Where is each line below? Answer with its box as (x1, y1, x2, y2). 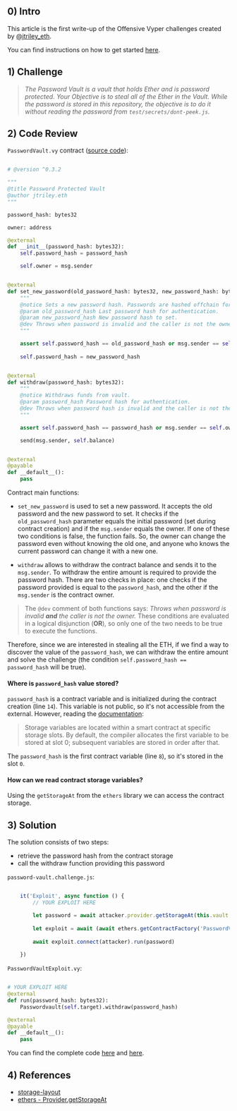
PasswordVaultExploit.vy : (7, 964, 83, 973)
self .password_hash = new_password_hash (20, 353, 140, 360)
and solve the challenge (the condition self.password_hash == (7, 655, 187, 664)
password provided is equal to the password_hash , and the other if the (17, 583, 219, 592)
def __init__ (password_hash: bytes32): (7, 243, 125, 250)
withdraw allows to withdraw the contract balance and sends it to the (17, 561, 217, 569)
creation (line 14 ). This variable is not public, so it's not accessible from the (7, 702, 225, 711)
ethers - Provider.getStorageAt (17, 1095, 107, 1103)
